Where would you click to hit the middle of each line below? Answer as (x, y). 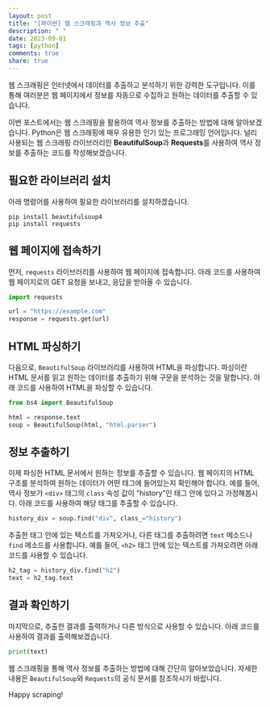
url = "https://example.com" (57, 312)
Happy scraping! (36, 694)
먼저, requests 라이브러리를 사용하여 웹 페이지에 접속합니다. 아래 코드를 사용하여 (135, 271)
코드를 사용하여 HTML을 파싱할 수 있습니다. (85, 387)
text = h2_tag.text (41, 579)
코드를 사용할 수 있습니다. (48, 555)
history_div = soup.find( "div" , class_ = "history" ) (95, 519)
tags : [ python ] (34, 46)
